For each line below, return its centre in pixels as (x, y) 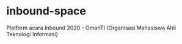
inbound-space (46, 11)
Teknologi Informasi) (32, 34)
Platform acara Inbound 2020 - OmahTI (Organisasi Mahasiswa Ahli (91, 28)
